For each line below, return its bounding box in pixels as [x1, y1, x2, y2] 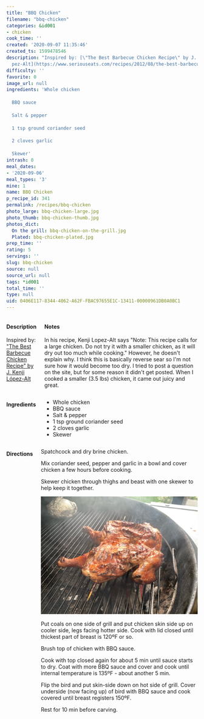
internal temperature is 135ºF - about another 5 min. [40, 670, 171, 677]
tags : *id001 [6, 279, 39, 285]
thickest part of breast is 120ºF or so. [40, 633, 134, 641]
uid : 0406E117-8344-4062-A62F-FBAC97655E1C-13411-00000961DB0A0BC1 [6, 298, 181, 304]
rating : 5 [6, 247, 32, 253]
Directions [6, 450, 33, 457]
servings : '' [6, 253, 39, 259]
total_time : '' [6, 285, 45, 291]
